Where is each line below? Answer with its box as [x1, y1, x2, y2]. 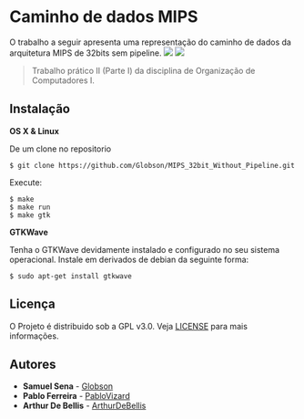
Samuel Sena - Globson [22, 381, 114, 392]
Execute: [9, 176, 43, 188]
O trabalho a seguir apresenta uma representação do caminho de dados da [9, 37, 291, 47]
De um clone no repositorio [9, 143, 112, 154]
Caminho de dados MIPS [9, 6, 198, 27]
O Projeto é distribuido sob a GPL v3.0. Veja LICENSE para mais [9, 320, 248, 331]
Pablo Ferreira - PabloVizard [22, 391, 130, 402]
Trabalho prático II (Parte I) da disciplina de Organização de [31, 65, 256, 76]
